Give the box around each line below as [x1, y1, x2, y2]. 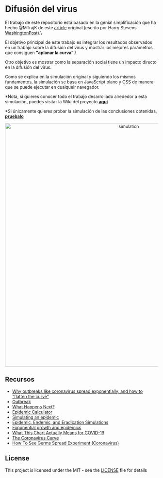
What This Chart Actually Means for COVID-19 [12, 430, 105, 436]
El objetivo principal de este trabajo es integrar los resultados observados [5, 39, 152, 45]
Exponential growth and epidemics [12, 424, 81, 430]
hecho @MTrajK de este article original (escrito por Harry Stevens [5, 24, 137, 30]
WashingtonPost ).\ [5, 30, 42, 36]
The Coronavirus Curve [12, 435, 59, 440]
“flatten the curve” [12, 393, 49, 399]
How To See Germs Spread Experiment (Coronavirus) [12, 440, 119, 446]
